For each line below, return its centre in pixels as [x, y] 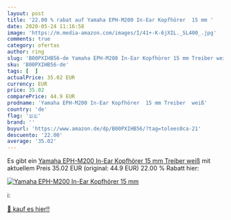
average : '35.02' [32, 142]
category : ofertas [33, 45]
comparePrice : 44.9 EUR [41, 97]
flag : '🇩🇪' [24, 115]
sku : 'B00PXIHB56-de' [38, 65]
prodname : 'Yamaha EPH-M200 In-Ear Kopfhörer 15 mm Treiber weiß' [107, 103]
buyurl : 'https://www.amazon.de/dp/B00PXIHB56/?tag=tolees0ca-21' [104, 129]
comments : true [29, 39]
